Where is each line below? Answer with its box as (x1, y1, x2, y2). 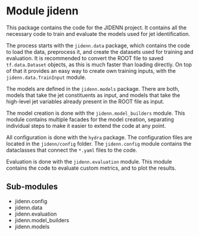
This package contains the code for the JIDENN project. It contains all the (6, 24, 187, 31)
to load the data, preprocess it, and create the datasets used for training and (6, 48, 194, 55)
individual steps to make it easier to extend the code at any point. (6, 122, 166, 129)
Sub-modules (6, 182, 58, 192)
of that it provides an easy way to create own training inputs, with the (6, 67, 176, 74)
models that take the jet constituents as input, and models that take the (6, 91, 181, 99)
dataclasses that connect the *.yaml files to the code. (6, 146, 138, 154)
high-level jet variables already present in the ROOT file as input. (6, 97, 165, 105)
